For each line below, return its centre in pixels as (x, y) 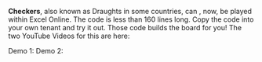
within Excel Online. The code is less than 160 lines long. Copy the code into (131, 19)
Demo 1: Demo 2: (36, 51)
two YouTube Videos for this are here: (69, 36)
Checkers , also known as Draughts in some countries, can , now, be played (130, 11)
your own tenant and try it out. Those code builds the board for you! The (125, 28)
